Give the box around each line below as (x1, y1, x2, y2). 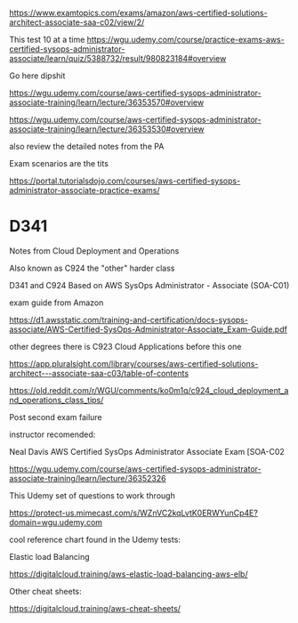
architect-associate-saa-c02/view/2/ (9, 17, 145, 28)
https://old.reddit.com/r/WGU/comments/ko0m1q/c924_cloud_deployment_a (9, 384, 289, 395)
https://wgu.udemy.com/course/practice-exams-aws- (86, 35, 285, 44)
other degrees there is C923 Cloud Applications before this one (9, 341, 242, 352)
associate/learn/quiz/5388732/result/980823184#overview (9, 53, 227, 63)
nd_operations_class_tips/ (9, 394, 104, 405)
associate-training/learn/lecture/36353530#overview (9, 124, 205, 134)
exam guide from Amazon (9, 297, 104, 308)
